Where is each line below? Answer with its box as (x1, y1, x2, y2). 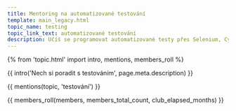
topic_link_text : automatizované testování (7, 29, 137, 37)
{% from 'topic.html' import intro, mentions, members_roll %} (7, 55, 184, 64)
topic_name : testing (7, 23, 68, 30)
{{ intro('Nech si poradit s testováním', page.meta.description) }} (7, 69, 193, 77)
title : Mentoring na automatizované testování (7, 10, 146, 17)
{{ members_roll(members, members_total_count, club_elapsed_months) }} (7, 96, 225, 105)
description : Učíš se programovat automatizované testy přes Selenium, (7, 36, 221, 43)
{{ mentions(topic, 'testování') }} (7, 82, 100, 91)
